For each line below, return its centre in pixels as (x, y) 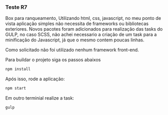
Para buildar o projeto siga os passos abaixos (53, 60)
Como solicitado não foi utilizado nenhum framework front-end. (72, 50)
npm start (16, 88)
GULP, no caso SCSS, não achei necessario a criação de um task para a (81, 35)
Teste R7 (16, 7)
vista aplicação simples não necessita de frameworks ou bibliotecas (77, 24)
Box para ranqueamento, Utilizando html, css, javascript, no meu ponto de (83, 18)
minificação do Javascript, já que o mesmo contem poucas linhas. (75, 40)
